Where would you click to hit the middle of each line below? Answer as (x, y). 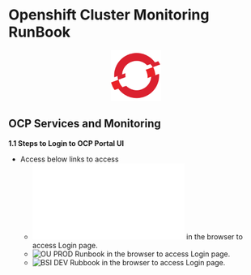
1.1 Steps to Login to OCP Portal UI (66, 143)
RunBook (40, 32)
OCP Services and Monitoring (85, 124)
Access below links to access (69, 159)
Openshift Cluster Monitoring (109, 15)
